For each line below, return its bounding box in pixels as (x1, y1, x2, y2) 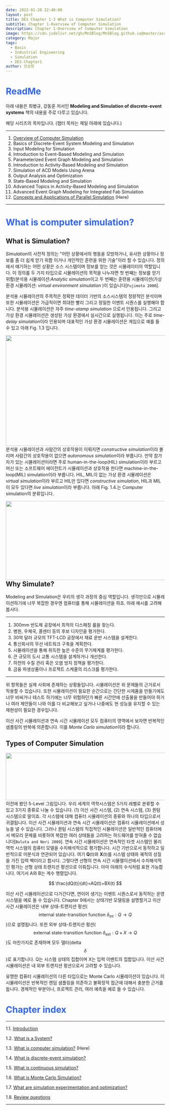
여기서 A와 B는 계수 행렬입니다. (16, 870, 78, 876)
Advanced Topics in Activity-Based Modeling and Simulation (13, 183, 139, 190)
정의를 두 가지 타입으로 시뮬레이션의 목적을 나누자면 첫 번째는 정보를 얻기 (17, 270, 160, 276)
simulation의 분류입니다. (6, 490, 54, 497)
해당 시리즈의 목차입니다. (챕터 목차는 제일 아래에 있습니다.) (6, 120, 122, 127)
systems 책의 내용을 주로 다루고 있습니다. (6, 109, 89, 115)
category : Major (6, 36, 40, 41)
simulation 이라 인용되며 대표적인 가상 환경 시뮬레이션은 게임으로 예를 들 (18, 318, 160, 324)
